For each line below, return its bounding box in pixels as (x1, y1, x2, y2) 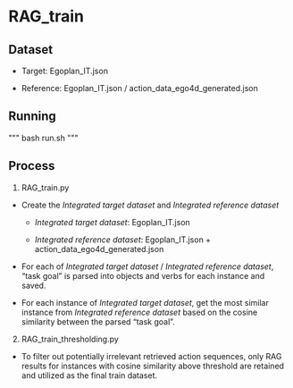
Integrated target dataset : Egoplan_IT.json (34, 216, 191, 227)
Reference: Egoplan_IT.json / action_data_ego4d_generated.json (21, 83, 258, 93)
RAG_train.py (21, 181, 70, 193)
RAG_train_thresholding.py (21, 333, 120, 344)
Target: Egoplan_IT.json (21, 65, 109, 76)
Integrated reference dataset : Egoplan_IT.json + (34, 234, 212, 245)
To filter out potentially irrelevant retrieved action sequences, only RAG (21, 350, 282, 361)
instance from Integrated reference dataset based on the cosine (21, 307, 258, 317)
